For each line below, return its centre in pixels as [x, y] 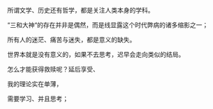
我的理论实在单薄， [35, 84]
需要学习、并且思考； [38, 99]
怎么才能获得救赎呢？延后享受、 [53, 69]
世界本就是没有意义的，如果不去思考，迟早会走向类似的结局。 [96, 54]
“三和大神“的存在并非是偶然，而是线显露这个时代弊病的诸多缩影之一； [108, 25]
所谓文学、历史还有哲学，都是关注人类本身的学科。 [81, 10]
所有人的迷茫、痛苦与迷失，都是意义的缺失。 [72, 40]
